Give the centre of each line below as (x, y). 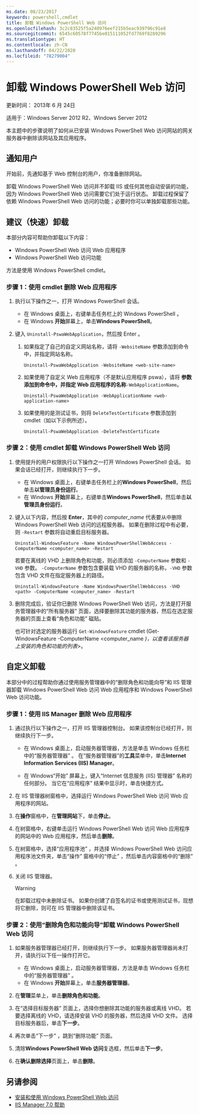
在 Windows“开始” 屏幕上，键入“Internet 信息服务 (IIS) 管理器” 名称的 (108, 775)
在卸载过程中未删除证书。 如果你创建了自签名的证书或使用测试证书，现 (101, 900)
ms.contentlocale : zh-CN (37, 45)
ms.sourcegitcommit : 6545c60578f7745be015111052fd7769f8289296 (86, 34)
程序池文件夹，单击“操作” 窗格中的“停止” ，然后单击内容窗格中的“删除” (106, 856)
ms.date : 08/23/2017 (32, 12)
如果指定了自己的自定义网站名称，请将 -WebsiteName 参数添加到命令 (106, 347)
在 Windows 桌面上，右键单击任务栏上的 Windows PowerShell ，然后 (108, 482)
